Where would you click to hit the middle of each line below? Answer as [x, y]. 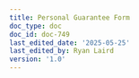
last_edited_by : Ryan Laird [62, 51]
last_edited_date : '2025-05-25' [69, 43]
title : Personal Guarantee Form [69, 17]
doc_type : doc [36, 26]
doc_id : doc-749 [39, 34]
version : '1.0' [38, 59]
